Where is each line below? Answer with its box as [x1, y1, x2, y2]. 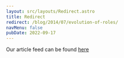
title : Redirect [6, 14, 45, 20]
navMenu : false [6, 24, 43, 31]
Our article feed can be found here [6, 46, 89, 53]
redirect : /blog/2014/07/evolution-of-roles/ [6, 19, 118, 25]
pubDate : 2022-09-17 [6, 30, 56, 36]
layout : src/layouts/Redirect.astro [6, 8, 95, 14]
